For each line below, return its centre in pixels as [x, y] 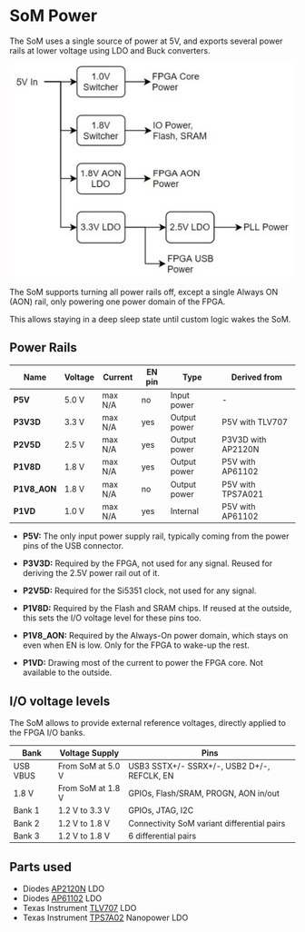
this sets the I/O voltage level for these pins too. [112, 618]
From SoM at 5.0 [89, 766]
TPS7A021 [243, 494]
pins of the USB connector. [73, 546]
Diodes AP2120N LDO [64, 889]
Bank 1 [26, 810]
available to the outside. [67, 672]
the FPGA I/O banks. [48, 733]
